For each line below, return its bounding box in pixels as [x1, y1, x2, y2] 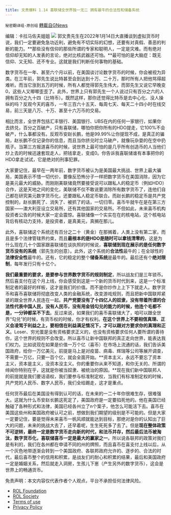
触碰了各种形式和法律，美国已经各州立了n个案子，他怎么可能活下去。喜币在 [5, 403, 164, 409]
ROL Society [12, 493, 39, 499]
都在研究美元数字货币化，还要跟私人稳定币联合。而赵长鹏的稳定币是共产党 [9, 192, 166, 198]
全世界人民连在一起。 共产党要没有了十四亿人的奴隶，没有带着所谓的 [18, 297, 161, 303]
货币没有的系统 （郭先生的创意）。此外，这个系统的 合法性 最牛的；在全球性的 [5, 248, 164, 254]
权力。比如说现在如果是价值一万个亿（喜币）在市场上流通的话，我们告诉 [9, 341, 161, 348]
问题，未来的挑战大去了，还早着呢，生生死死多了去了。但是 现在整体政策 [14, 422, 166, 428]
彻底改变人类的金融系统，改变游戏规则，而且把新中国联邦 [40, 291, 161, 297]
